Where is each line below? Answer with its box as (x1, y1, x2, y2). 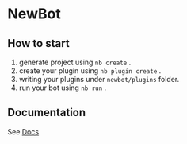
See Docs (7, 126, 40, 136)
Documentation (7, 106, 86, 119)
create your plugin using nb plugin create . (18, 66, 162, 76)
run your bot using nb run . (18, 83, 107, 92)
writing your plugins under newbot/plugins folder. (18, 75, 180, 84)
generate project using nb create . (18, 57, 132, 67)
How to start (7, 37, 70, 50)
